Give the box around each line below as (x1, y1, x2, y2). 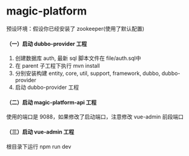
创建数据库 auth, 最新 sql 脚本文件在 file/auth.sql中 (15, 54, 141, 62)
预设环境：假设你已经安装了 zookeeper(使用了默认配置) (6, 25, 145, 32)
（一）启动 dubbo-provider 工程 (6, 40, 87, 47)
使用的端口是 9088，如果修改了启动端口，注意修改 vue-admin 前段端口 (6, 113, 184, 120)
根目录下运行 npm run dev (6, 143, 71, 150)
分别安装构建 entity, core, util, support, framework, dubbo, (15, 70, 161, 77)
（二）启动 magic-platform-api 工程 (6, 99, 97, 106)
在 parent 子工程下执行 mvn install (15, 62, 100, 70)
